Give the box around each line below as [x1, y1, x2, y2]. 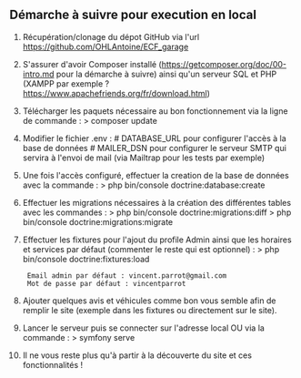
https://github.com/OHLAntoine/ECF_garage [22, 41, 189, 52]
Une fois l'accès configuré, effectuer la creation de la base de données [22, 169, 289, 180]
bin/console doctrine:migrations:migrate [22, 216, 174, 227]
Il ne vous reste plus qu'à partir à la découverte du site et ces [22, 350, 253, 361]
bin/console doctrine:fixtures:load [22, 253, 150, 264]
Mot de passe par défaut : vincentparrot [26, 279, 186, 288]
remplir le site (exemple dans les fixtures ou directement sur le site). [22, 304, 277, 315]
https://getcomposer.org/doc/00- [161, 58, 286, 69]
